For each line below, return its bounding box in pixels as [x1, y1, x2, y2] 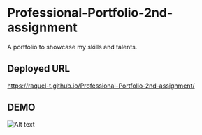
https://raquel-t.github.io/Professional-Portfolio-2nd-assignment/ [7, 81, 195, 90]
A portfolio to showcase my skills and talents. [7, 42, 138, 51]
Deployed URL [7, 63, 71, 74]
